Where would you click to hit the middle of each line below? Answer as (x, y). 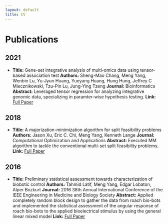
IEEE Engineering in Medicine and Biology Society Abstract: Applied (83, 195)
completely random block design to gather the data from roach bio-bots (86, 200)
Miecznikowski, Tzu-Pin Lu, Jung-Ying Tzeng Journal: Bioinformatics (84, 86)
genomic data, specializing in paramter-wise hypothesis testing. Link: (84, 96)
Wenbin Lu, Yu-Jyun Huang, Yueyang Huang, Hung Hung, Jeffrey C (82, 80)
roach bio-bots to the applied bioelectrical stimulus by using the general (86, 211)
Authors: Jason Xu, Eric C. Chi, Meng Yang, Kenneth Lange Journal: (83, 135)
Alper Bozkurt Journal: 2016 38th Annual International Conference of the (87, 190)
